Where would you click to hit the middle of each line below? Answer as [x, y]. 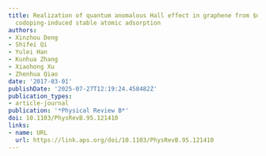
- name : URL [28, 132]
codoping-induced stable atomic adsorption [88, 23]
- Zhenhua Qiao [33, 74]
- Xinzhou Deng [33, 37]
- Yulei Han [28, 52]
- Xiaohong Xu [32, 67]
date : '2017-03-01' [40, 81]
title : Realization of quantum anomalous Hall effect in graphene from [129, 15]
